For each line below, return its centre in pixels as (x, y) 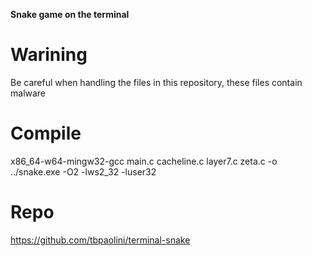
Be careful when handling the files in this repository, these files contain (156, 82)
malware (28, 93)
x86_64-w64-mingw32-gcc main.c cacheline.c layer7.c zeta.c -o (144, 161)
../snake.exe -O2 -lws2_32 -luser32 (83, 171)
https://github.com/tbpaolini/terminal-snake (100, 240)
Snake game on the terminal (70, 14)
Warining (49, 55)
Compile (46, 133)
